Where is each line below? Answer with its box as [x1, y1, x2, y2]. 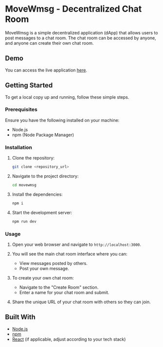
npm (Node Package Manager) [12, 132, 74, 138]
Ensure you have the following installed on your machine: [5, 117, 120, 123]
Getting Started [5, 81, 53, 89]
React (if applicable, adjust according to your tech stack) [12, 336, 126, 342]
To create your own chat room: [12, 275, 74, 280]
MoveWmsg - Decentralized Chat [5, 3, 142, 15]
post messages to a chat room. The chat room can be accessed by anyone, [5, 35, 157, 41]
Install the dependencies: [12, 191, 63, 197]
